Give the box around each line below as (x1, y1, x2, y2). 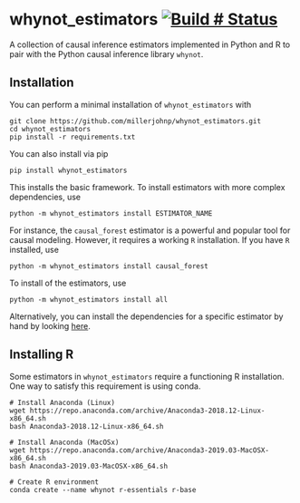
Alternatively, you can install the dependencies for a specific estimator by (9, 311, 284, 322)
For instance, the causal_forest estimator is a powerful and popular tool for (9, 225, 291, 236)
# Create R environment (9, 477, 100, 487)
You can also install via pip (9, 148, 109, 159)
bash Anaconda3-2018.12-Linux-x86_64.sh (9, 421, 165, 430)
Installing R (9, 347, 74, 363)
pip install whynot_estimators (9, 166, 128, 175)
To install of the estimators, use (9, 277, 127, 288)
